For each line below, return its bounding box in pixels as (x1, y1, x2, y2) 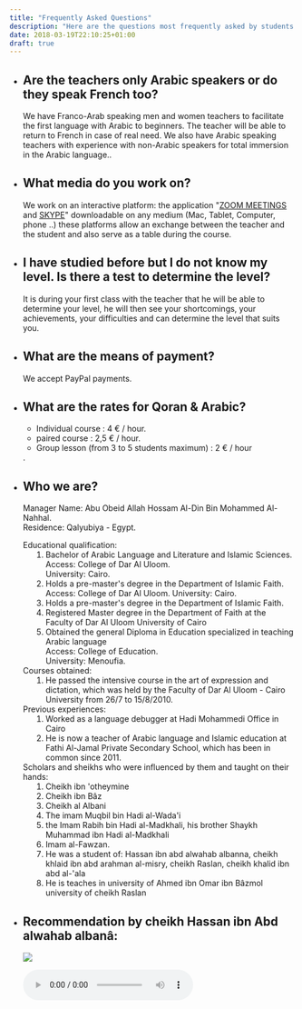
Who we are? (22, 478, 99, 494)
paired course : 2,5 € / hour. (35, 433, 141, 444)
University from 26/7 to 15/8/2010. (44, 694, 174, 705)
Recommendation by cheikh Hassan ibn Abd (22, 914, 278, 929)
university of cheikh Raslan (44, 887, 147, 898)
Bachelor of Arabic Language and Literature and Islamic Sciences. (44, 549, 293, 560)
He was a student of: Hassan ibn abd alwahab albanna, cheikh (44, 849, 278, 860)
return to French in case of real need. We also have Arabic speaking (22, 130, 277, 141)
